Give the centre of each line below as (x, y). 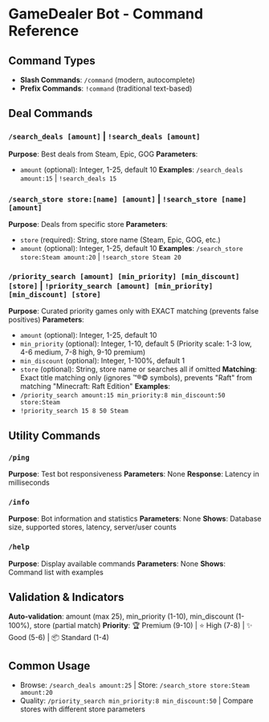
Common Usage (49, 665)
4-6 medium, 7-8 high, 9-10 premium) (83, 352)
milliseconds (29, 482)
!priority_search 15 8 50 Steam (74, 411)
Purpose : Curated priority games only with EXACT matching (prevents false (134, 311)
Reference (43, 31)
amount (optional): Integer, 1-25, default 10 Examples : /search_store (131, 248)
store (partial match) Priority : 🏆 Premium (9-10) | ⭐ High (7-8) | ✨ (143, 626)
